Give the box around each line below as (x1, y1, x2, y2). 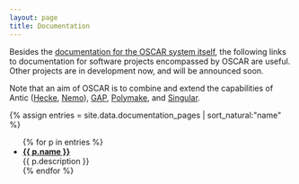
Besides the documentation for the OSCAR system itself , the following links (9, 46, 287, 57)
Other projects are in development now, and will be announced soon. (9, 65, 264, 76)
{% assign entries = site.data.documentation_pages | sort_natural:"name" (9, 110, 282, 120)
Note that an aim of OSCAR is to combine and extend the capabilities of (9, 83, 274, 93)
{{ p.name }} (22, 145, 71, 157)
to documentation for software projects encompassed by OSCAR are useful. (9, 56, 291, 66)
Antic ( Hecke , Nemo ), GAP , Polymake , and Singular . (9, 92, 200, 103)
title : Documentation (9, 22, 91, 31)
